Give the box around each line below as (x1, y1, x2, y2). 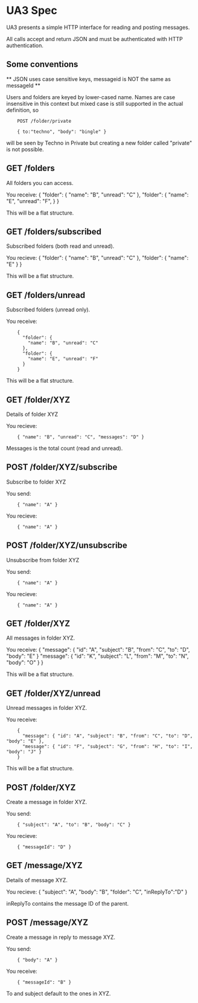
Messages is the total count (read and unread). (6, 445, 123, 452)
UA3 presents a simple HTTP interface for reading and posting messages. (6, 24, 190, 31)
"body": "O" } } (6, 659, 44, 666)
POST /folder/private (17, 118, 71, 124)
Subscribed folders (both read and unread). (6, 242, 115, 250)
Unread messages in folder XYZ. (6, 704, 88, 712)
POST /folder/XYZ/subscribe (6, 462, 118, 472)
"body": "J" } (6, 749, 42, 755)
